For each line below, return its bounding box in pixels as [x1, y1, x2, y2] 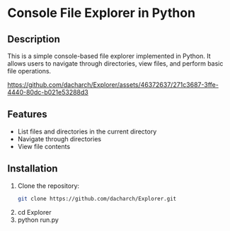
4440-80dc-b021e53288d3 [7, 88, 88, 96]
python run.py [17, 215, 59, 224]
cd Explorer [17, 208, 52, 216]
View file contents [17, 142, 71, 150]
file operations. [7, 67, 52, 75]
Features [7, 108, 47, 121]
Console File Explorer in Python [7, 5, 196, 21]
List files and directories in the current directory [17, 127, 157, 136]
